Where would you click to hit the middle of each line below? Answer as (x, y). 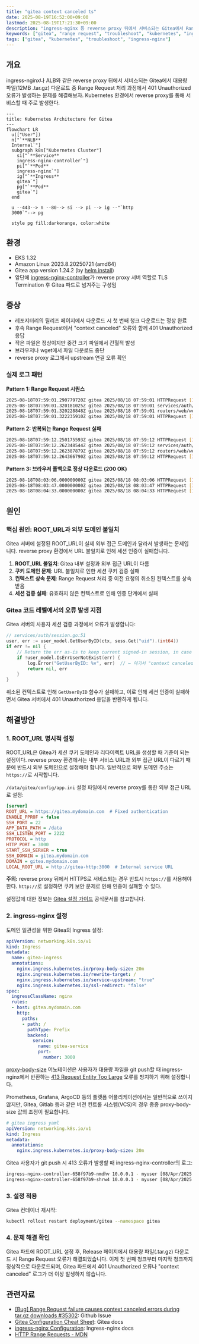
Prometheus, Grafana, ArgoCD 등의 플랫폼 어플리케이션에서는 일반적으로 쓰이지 (99, 1097)
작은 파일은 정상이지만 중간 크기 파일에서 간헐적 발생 (75, 343)
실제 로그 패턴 (25, 375)
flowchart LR (22, 129)
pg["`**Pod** (33, 187)
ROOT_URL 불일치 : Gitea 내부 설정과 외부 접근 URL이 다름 (82, 564)
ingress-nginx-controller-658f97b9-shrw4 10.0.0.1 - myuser (82, 1180)
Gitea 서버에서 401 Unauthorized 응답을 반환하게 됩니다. (83, 699)
